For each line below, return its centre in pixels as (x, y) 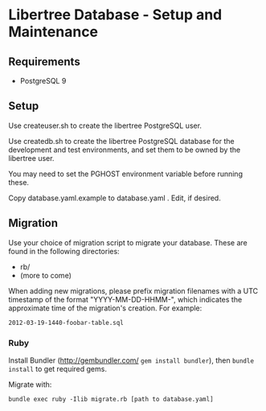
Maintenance (53, 32)
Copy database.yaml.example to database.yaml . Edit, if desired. (115, 198)
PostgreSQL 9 (43, 81)
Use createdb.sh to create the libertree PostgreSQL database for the (121, 141)
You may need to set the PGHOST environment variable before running (126, 174)
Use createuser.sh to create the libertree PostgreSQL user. (105, 125)
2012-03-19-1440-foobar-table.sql (66, 323)
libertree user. (31, 158)
